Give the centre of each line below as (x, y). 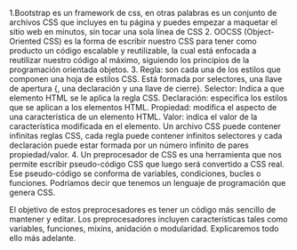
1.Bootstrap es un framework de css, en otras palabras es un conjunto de (143, 13)
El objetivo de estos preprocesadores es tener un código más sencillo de (143, 210)
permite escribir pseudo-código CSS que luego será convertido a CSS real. (147, 164)
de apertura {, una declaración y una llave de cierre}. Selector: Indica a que (147, 89)
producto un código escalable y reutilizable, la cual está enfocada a (133, 51)
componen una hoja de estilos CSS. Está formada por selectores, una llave (146, 79)
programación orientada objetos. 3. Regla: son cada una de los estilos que (145, 69)
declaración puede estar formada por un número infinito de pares (129, 145)
